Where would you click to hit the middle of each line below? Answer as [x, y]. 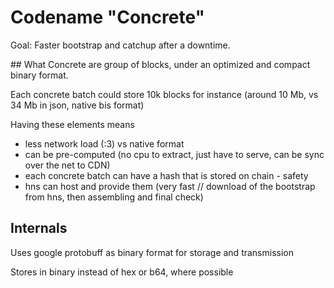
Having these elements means [72, 124]
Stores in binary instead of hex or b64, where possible [122, 272]
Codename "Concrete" [107, 17]
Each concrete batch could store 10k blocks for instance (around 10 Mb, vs [164, 94]
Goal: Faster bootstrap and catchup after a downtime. [120, 45]
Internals [39, 228]
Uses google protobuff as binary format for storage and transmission [152, 252]
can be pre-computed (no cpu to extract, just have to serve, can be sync [174, 154]
